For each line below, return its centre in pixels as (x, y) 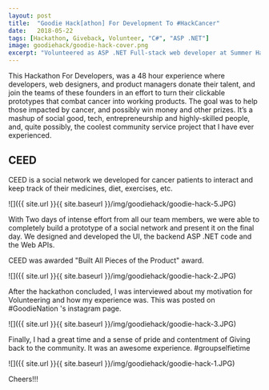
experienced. (30, 135)
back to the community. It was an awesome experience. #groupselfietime (129, 348)
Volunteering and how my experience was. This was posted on (112, 300)
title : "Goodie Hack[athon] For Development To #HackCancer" (114, 23)
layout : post (30, 16)
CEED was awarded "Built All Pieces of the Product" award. (106, 260)
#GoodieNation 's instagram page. (65, 308)
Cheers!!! (23, 379)
